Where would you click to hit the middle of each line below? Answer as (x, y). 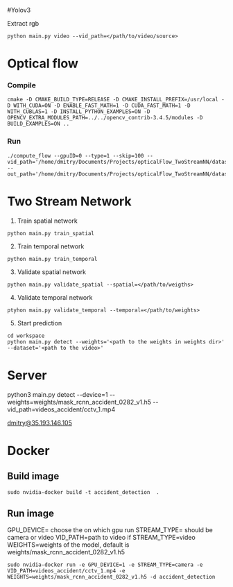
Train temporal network (51, 246)
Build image (33, 476)
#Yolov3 (19, 10)
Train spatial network (47, 221)
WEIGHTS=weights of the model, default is (68, 545)
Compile (21, 85)
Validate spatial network (52, 272)
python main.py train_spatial (51, 233)
